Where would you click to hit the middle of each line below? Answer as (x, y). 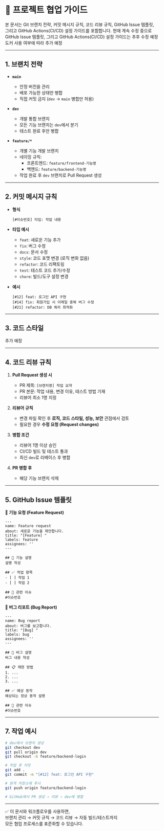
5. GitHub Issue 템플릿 (39, 500)
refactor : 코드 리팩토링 (42, 264)
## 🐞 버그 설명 (18, 652)
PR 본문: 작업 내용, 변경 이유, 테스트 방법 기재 (62, 391)
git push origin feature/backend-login (46, 788)
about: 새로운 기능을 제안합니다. (34, 531)
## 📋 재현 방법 (19, 667)
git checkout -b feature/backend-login (46, 757)
